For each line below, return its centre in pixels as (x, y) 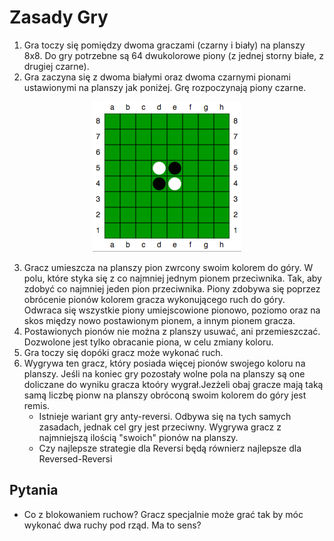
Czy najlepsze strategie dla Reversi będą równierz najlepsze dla (170, 448)
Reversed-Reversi (75, 458)
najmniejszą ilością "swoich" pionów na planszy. (138, 437)
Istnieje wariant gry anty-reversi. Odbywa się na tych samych (165, 416)
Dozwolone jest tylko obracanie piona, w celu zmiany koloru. (148, 342)
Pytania (34, 490)
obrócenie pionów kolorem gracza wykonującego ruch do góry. (154, 299)
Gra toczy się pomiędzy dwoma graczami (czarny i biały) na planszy (164, 45)
